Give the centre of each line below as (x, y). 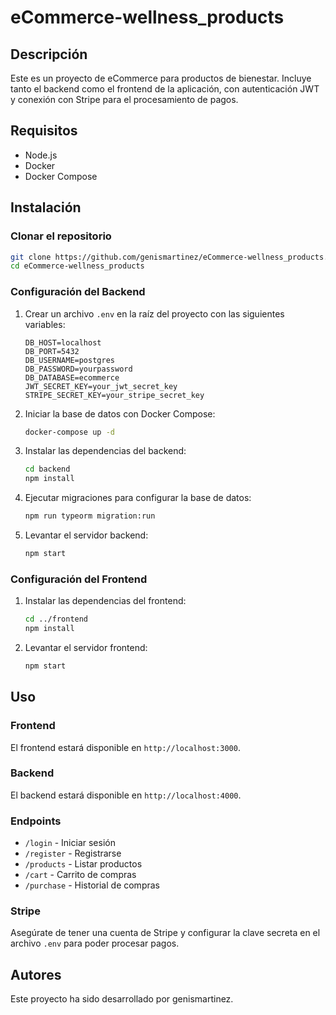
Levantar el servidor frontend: (86, 647)
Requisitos (44, 131)
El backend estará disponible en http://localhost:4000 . (126, 795)
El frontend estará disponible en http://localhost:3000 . (125, 747)
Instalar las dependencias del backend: (105, 451)
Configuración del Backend (78, 292)
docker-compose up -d (69, 432)
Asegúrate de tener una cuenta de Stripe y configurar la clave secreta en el (165, 933)
